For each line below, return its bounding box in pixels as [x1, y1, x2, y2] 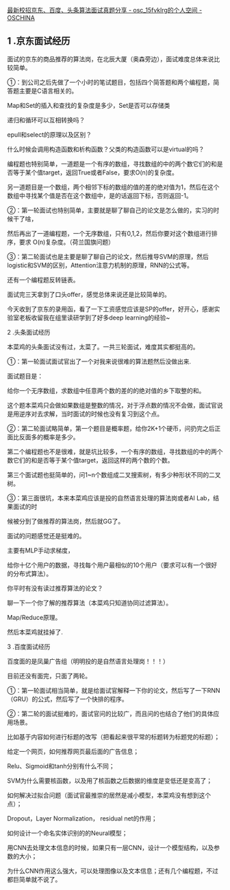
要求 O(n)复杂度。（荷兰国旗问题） [18, 238, 115, 246]
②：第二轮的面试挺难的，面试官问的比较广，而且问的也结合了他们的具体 [7, 709, 214, 717]
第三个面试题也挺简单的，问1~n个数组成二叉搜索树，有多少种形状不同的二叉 [7, 470, 221, 479]
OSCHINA [7, 14, 36, 22]
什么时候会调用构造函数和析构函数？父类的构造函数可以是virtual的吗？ [7, 145, 205, 153]
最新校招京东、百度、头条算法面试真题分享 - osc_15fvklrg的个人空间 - [7, 6, 203, 14]
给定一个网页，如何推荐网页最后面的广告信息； [7, 747, 139, 755]
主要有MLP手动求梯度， [7, 546, 74, 555]
